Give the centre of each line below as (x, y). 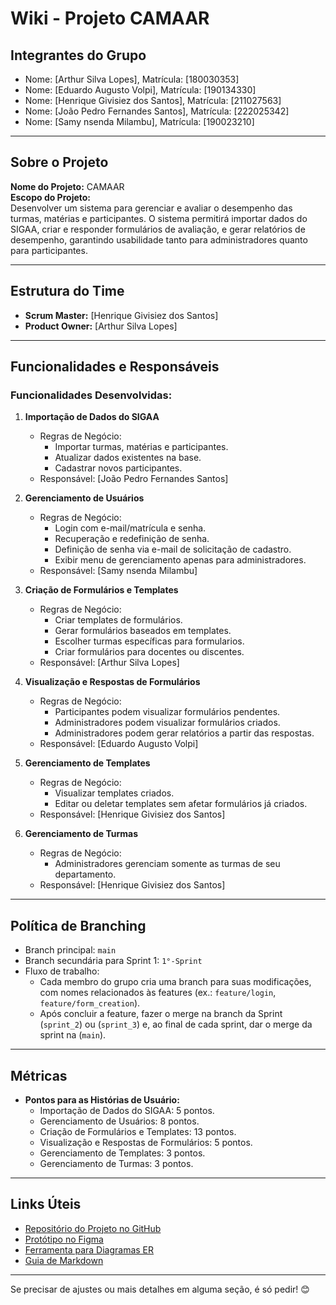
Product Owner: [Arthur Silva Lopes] (101, 326)
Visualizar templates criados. (114, 793)
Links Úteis (46, 1204)
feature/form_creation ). (90, 1003)
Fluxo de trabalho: (62, 971)
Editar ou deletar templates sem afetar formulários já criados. (181, 804)
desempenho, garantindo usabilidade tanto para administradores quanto (159, 239)
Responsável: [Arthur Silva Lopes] (109, 663)
